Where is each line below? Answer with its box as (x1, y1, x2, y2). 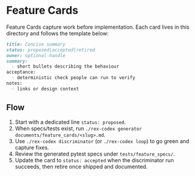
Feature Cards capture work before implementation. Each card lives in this (6, 23, 190, 31)
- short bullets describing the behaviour (11, 63, 119, 69)
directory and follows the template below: (6, 29, 109, 37)
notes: (6, 80, 23, 87)
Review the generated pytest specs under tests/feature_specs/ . (14, 150, 175, 157)
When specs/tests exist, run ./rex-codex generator (14, 125, 142, 132)
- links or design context (11, 86, 79, 92)
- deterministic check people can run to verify (11, 75, 136, 81)
